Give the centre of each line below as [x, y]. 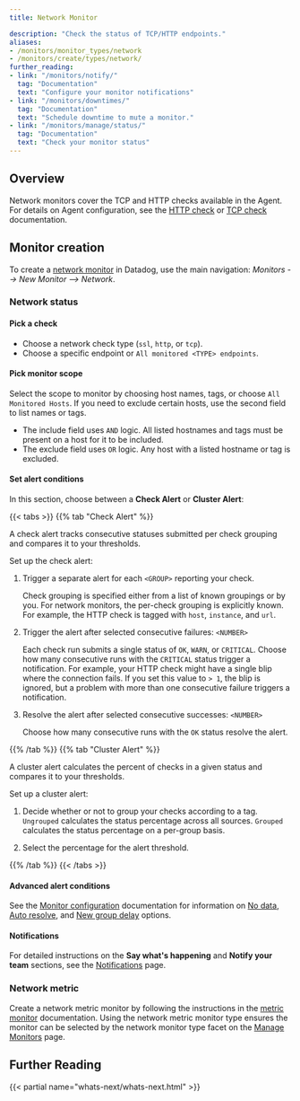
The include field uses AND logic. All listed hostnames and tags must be [153, 430]
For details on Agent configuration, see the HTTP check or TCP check [138, 210]
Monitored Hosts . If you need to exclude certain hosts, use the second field [148, 403]
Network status [44, 302]
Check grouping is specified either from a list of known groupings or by [154, 596]
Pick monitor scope [46, 374]
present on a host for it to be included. [93, 439]
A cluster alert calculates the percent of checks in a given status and [136, 767]
